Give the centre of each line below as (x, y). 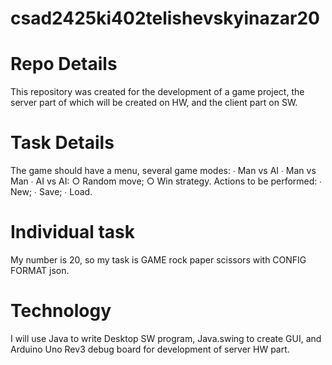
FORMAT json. (40, 270)
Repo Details (64, 64)
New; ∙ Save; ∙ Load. (51, 192)
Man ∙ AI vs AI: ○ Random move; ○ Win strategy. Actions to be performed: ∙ (166, 181)
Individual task (73, 232)
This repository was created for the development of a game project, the (157, 92)
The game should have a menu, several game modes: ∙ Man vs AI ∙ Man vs (163, 171)
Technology (61, 311)
